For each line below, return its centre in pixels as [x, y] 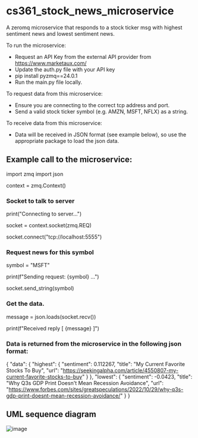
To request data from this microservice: [54, 93]
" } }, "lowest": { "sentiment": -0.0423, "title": [137, 377]
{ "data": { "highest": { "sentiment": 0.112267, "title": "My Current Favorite [96, 364]
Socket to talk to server [40, 201]
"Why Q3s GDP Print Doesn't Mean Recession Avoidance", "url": [85, 383]
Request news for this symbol [50, 252]
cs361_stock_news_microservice [90, 11]
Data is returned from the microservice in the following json [94, 343]
